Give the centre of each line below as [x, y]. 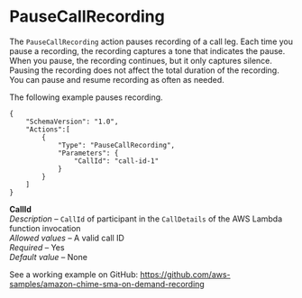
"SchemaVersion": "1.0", [72, 122]
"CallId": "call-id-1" [116, 161]
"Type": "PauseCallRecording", [116, 145]
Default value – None [49, 257]
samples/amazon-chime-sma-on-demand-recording [107, 284]
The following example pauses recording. [87, 97]
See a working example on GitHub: [73, 274]
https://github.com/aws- [185, 274]
